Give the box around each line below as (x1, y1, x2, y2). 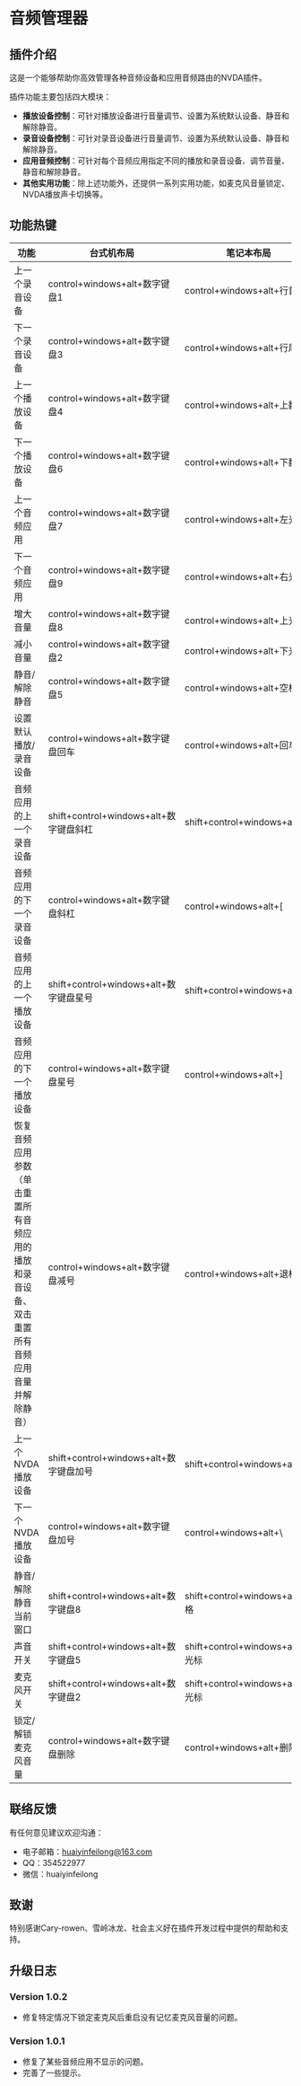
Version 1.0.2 (9, 1990, 68, 2002)
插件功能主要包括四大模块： (9, 92, 112, 101)
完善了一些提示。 (21, 2067, 86, 2079)
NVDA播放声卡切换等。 (21, 189, 108, 199)
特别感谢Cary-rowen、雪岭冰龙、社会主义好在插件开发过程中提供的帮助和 (9, 1923, 281, 1933)
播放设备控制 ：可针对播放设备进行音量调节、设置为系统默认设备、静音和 (21, 110, 289, 121)
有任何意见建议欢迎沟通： (9, 1826, 104, 1837)
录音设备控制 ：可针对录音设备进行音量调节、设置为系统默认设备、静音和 (21, 133, 289, 144)
